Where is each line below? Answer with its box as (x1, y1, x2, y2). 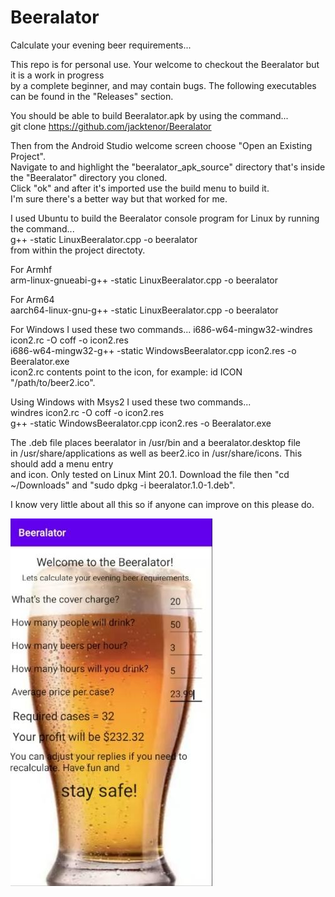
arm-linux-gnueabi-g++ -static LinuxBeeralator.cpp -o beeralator (10, 274, 279, 286)
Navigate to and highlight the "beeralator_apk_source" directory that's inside (10, 161, 326, 173)
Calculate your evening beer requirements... (10, 39, 192, 51)
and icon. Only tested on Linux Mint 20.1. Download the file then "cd (10, 468, 290, 480)
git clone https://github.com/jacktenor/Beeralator (10, 120, 212, 132)
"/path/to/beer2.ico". (10, 376, 96, 388)
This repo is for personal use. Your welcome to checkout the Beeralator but (10, 58, 320, 70)
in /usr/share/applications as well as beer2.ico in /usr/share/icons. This (10, 447, 303, 459)
